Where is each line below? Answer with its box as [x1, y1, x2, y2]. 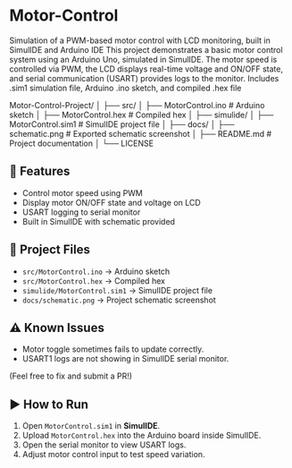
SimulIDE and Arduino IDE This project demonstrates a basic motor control [9, 44, 283, 55]
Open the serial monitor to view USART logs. [21, 439, 187, 450]
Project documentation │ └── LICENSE [9, 138, 154, 149]
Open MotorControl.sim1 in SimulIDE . [21, 421, 161, 431]
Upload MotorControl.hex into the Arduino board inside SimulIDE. [21, 430, 262, 441]
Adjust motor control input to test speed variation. [21, 449, 205, 460]
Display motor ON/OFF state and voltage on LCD [21, 197, 201, 208]
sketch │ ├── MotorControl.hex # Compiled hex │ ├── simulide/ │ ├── [9, 109, 274, 120]
